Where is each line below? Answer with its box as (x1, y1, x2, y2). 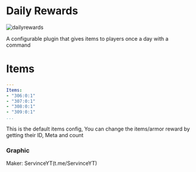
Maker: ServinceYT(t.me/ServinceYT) (6, 160, 98, 167)
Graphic (6, 146, 30, 154)
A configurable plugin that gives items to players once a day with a (6, 35, 169, 42)
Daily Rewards (6, 4, 78, 18)
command (6, 41, 31, 48)
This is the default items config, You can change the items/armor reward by (6, 125, 191, 132)
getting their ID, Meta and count (6, 132, 84, 138)
